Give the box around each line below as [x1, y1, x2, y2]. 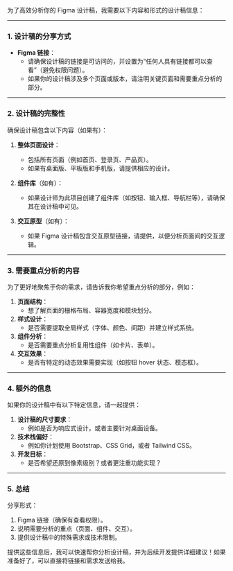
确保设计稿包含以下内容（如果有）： [7, 125, 107, 134]
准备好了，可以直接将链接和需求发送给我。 [7, 556, 129, 565]
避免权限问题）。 [42, 66, 89, 74]
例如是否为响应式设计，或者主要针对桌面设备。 [27, 424, 162, 432]
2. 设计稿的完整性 [7, 109, 66, 118]
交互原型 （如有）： [17, 217, 69, 225]
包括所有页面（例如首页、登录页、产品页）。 [27, 155, 153, 164]
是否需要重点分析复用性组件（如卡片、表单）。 [27, 340, 159, 349]
